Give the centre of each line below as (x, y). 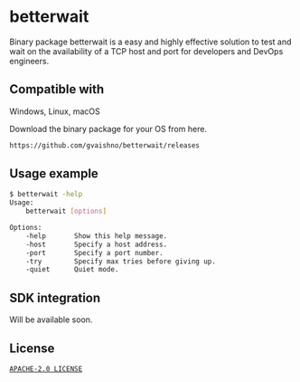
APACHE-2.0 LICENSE (46, 368)
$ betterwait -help (46, 195)
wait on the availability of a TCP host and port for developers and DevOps (146, 51)
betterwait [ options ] (66, 211)
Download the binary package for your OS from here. (108, 129)
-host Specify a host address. (97, 244)
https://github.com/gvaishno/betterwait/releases (105, 145)
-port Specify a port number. (95, 253)
